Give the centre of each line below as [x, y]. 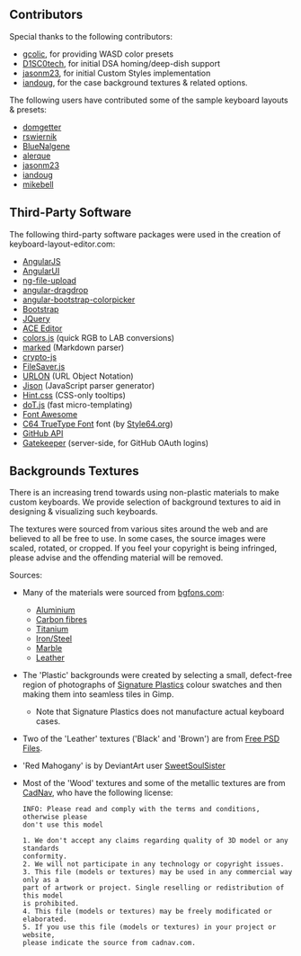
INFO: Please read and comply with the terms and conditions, [141, 809]
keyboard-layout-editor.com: [62, 244]
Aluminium [55, 610]
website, [39, 935]
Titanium [52, 630]
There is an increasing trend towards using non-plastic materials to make [145, 493]
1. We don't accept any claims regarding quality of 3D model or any [155, 841]
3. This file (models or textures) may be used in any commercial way [157, 872]
